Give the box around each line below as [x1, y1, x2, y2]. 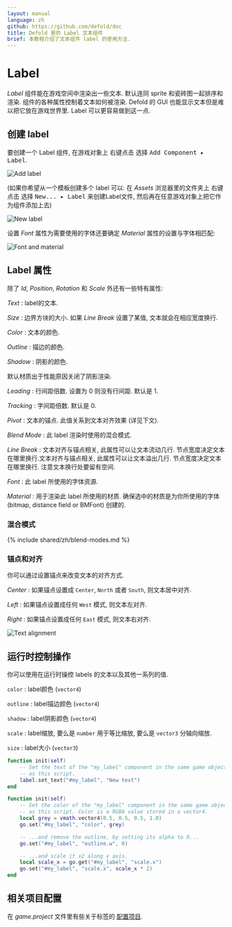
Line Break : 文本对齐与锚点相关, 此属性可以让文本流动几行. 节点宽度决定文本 [7, 445, 225, 453]
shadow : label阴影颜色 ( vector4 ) [7, 714, 97, 723]
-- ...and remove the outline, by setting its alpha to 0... [19, 833, 199, 841]
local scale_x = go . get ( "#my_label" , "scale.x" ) [19, 859, 162, 866]
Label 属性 [7, 264, 52, 276]
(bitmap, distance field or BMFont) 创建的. [7, 500, 126, 509]
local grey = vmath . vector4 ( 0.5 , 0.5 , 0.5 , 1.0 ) [19, 815, 162, 822]
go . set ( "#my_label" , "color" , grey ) [19, 821, 126, 828]
